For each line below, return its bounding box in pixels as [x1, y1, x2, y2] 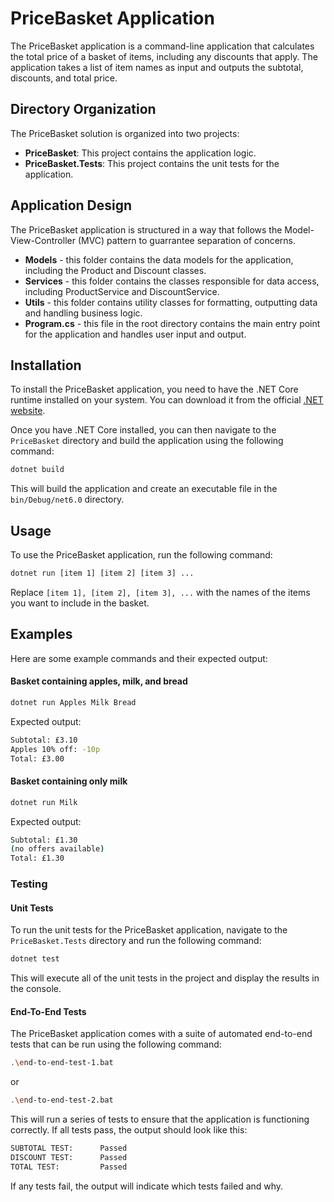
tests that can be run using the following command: [10, 1038, 222, 1051]
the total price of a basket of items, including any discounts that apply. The [10, 50, 318, 62]
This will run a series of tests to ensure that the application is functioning [10, 1113, 310, 1126]
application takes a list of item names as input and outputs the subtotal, [10, 61, 304, 73]
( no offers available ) [10, 844, 105, 854]
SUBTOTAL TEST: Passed [10, 1143, 128, 1154]
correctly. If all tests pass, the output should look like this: [10, 1124, 248, 1136]
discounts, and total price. [10, 72, 118, 84]
